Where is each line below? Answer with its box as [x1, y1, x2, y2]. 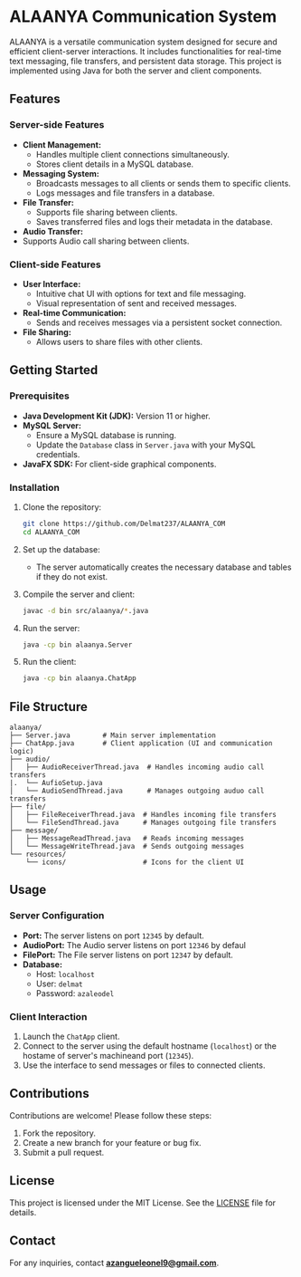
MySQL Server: [22, 419, 81, 431]
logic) [9, 747, 34, 756]
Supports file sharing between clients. [35, 206, 178, 217]
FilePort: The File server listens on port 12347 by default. [22, 949, 233, 960]
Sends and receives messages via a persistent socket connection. [35, 317, 283, 328]
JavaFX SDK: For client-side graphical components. [22, 458, 217, 469]
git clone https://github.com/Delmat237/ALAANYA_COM [22, 519, 226, 528]
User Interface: [22, 278, 81, 289]
